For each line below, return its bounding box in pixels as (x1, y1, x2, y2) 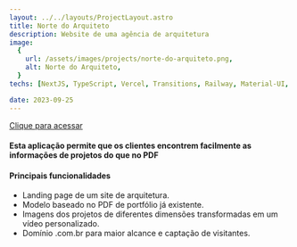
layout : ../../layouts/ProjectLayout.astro (9, 12, 174, 22)
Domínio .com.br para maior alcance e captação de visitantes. (21, 228, 251, 239)
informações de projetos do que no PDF (9, 150, 159, 161)
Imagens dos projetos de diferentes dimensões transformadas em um (21, 209, 278, 219)
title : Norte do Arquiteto (9, 21, 110, 30)
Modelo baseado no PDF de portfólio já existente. (21, 200, 204, 210)
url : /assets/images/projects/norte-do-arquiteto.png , (25, 54, 234, 63)
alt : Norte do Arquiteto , (25, 63, 122, 72)
